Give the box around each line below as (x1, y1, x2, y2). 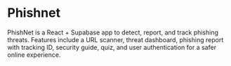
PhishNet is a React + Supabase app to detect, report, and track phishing (7, 28, 219, 37)
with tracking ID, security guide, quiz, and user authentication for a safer (7, 43, 216, 51)
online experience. (7, 51, 61, 59)
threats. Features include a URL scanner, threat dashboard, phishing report (7, 35, 224, 44)
